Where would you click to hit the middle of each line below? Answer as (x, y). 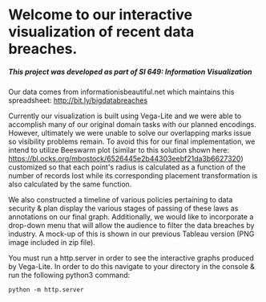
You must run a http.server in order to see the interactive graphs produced (131, 258)
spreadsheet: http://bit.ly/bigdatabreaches (78, 100)
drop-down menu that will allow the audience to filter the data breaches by (131, 226)
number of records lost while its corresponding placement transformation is (133, 176)
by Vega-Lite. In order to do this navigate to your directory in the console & (131, 267)
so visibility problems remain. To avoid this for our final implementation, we (132, 141)
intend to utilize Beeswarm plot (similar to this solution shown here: (119, 150)
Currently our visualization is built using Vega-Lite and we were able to (125, 116)
